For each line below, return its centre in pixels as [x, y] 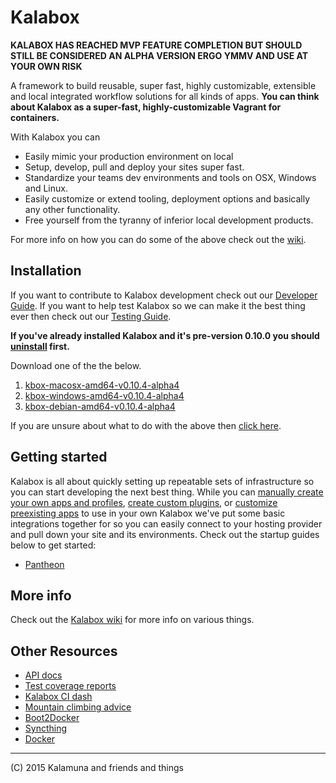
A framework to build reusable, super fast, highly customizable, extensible [163, 85]
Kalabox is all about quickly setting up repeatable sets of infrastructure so [162, 481]
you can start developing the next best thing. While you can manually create [167, 492]
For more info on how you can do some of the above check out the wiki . [158, 239]
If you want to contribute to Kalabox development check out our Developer [164, 295]
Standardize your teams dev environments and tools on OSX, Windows [170, 177]
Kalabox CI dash [58, 697]
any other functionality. [72, 209]
